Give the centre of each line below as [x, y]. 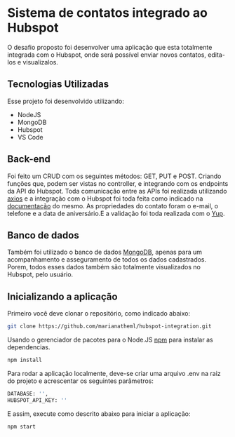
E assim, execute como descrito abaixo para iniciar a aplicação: [99, 414]
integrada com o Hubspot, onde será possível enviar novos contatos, [107, 55]
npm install [25, 360]
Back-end [29, 159]
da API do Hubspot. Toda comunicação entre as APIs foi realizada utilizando [117, 191]
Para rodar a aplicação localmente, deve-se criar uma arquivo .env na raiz [114, 373]
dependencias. [29, 347]
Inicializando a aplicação [62, 296]
